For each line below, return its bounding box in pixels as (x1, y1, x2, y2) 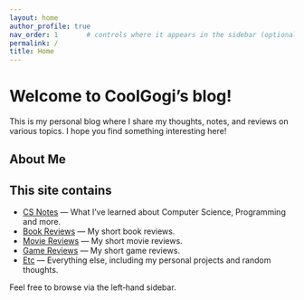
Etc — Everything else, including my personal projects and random (22, 255, 271, 266)
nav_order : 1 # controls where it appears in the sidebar (9, 30, 257, 39)
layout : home (9, 13, 59, 23)
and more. (22, 217, 62, 227)
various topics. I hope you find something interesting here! (9, 126, 227, 137)
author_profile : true (9, 22, 91, 31)
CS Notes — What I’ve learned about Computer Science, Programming (22, 207, 287, 218)
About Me (9, 151, 66, 168)
